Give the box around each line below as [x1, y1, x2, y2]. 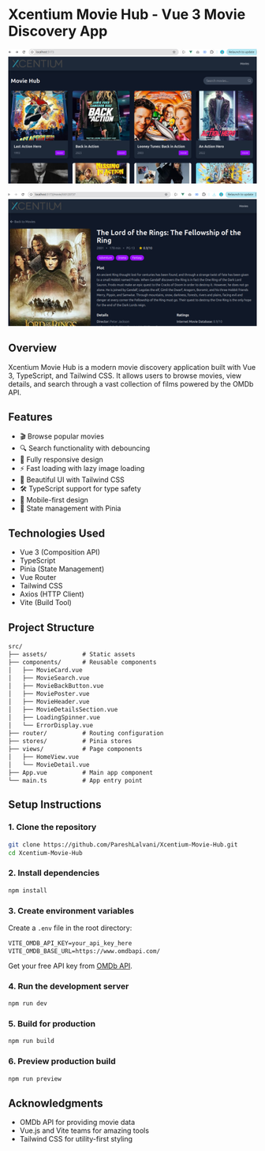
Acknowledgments [8, 1097, 104, 1110]
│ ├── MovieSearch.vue [8, 675, 90, 682]
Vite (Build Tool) [19, 598, 73, 607]
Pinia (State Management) [19, 564, 105, 574]
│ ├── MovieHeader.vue [8, 698, 90, 706]
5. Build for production [8, 1018, 96, 1030]
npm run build [8, 1037, 55, 1045]
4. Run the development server [8, 981, 129, 992]
